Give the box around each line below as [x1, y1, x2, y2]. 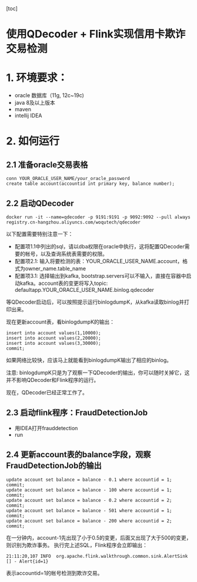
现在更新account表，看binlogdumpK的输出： [6, 318, 115, 325]
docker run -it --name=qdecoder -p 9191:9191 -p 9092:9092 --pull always [6, 214, 191, 220]
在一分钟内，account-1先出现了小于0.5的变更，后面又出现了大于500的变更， [6, 534, 192, 541]
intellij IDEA [14, 112, 42, 119]
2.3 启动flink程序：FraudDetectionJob [6, 408, 148, 418]
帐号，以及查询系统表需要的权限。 [25, 250, 108, 257]
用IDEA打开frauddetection [14, 424, 78, 431]
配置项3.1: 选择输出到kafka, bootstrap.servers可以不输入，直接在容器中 [14, 272, 186, 279]
